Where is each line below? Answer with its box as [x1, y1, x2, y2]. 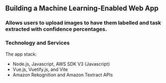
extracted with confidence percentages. [5, 25, 107, 33]
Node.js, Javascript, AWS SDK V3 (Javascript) [12, 61, 110, 67]
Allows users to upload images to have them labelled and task [5, 19, 161, 26]
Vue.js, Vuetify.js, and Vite [12, 66, 68, 72]
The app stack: [5, 51, 37, 57]
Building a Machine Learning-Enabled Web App [5, 4, 159, 13]
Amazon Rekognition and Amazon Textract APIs [12, 71, 113, 78]
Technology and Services [5, 39, 70, 46]
